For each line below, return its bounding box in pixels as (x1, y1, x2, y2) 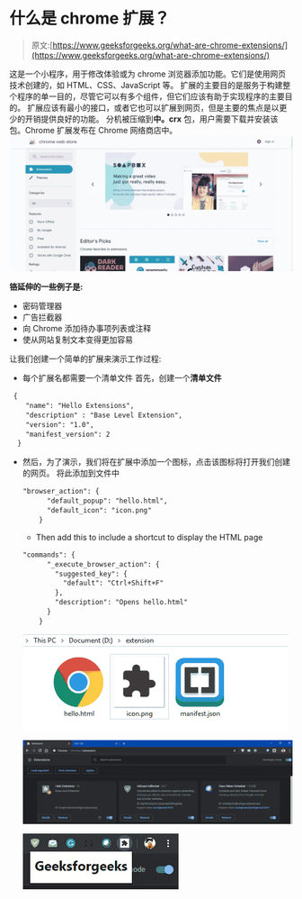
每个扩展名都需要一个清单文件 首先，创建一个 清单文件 (22, 373, 222, 384)
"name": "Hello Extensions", (25, 401, 135, 410)
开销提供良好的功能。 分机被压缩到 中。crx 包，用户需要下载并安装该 (24, 114, 279, 124)
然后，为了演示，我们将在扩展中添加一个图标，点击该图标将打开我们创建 (22, 457, 290, 468)
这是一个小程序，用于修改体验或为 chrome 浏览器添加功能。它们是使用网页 (9, 68, 287, 79)
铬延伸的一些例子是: (9, 281, 84, 293)
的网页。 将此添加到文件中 (22, 468, 120, 478)
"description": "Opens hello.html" (55, 598, 189, 607)
